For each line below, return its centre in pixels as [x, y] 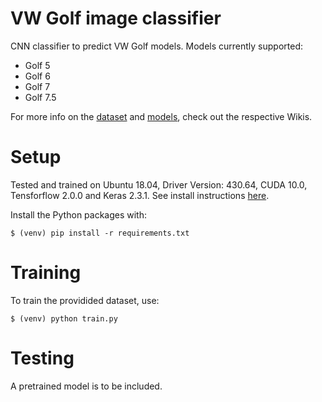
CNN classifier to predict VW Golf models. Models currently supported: [157, 46]
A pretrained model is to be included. [86, 386]
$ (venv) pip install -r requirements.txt [100, 233]
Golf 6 [37, 76]
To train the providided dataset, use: [85, 300]
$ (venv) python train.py [64, 318]
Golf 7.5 [40, 97]
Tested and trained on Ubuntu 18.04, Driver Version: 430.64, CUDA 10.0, [159, 184]
